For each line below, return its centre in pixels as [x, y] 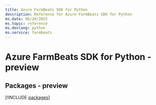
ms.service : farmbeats [29, 33]
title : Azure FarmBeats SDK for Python [46, 10]
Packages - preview [37, 86]
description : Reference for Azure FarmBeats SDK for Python [69, 14]
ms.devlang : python [25, 28]
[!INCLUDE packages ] [28, 97]
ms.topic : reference [27, 23]
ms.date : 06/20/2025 [27, 19]
